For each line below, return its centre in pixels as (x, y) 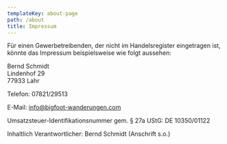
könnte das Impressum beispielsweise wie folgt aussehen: (89, 53)
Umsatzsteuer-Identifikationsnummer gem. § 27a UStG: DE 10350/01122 (109, 121)
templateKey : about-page (43, 13)
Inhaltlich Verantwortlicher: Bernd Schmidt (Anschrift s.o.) (89, 134)
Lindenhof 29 (26, 73)
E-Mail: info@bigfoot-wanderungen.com (64, 108)
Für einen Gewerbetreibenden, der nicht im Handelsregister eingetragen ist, (114, 46)
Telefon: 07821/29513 (38, 94)
